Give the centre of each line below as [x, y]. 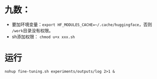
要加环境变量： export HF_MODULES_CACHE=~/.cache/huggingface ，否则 [82, 24]
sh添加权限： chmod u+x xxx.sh [43, 37]
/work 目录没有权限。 [32, 30]
